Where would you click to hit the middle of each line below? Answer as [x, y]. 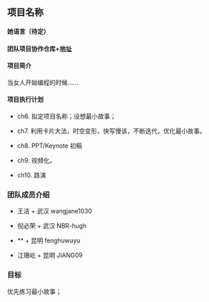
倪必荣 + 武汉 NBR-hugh [52, 226]
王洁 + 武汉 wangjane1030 [54, 211]
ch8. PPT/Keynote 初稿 [50, 145]
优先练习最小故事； [34, 291]
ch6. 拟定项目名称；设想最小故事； [67, 116]
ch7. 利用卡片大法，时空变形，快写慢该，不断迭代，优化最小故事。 [111, 131]
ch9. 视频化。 [37, 160]
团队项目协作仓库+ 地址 [40, 48]
